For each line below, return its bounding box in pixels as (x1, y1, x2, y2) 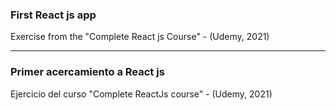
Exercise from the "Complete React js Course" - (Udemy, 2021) (10, 31, 270, 43)
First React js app (10, 8, 97, 22)
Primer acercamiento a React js (10, 65, 165, 79)
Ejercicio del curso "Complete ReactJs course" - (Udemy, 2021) (10, 88, 273, 100)
